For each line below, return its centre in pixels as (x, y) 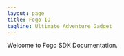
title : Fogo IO (29, 20)
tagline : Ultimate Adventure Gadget (60, 26)
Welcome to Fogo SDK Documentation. (63, 46)
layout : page (26, 13)
